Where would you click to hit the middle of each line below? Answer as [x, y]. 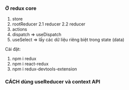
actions [20, 29]
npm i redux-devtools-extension [44, 69]
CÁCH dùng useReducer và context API [53, 82]
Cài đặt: [13, 49]
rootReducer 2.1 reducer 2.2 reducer [49, 24]
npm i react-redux [30, 64]
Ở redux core [21, 8]
